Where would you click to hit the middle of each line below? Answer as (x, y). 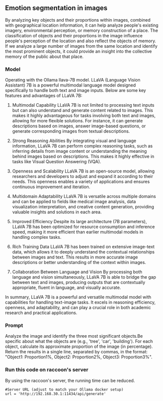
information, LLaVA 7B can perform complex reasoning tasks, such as (82, 146)
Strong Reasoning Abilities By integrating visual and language (74, 141)
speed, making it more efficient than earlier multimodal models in (78, 232)
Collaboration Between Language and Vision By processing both (77, 272)
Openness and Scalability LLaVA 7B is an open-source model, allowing (83, 171)
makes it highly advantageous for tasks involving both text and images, (84, 115)
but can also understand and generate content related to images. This (82, 111)
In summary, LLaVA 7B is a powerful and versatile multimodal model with (78, 297)
